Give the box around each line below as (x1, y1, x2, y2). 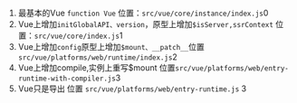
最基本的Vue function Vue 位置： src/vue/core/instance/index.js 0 (17, 7, 269, 18)
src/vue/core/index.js (34, 32, 120, 41)
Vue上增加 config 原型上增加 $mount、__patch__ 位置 (17, 41, 206, 51)
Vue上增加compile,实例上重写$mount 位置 (17, 61, 176, 73)
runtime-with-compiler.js (17, 74, 116, 83)
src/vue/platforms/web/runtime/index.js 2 (17, 51, 178, 62)
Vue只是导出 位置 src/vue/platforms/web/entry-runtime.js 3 (17, 83, 247, 94)
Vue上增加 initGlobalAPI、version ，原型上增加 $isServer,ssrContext (17, 18, 274, 29)
